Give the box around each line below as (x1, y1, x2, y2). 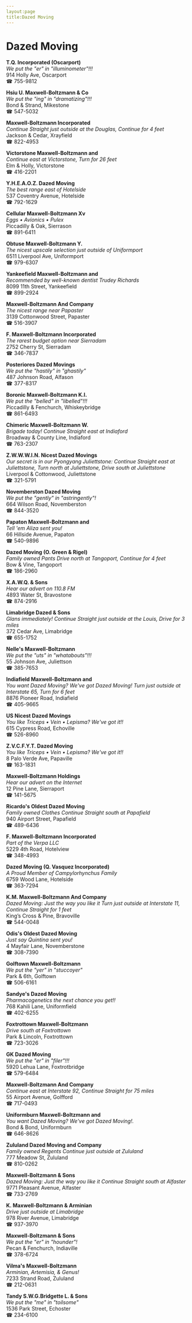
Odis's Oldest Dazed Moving (6, 930, 78, 937)
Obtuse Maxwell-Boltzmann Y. (6, 240, 83, 248)
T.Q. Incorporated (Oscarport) (6, 59, 81, 66)
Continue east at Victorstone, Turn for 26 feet (6, 156, 117, 163)
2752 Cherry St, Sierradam (6, 343, 71, 351)
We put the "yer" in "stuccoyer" (6, 966, 83, 973)
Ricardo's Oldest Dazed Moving (6, 803, 85, 810)
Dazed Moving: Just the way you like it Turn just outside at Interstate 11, (6, 900, 180, 907)
